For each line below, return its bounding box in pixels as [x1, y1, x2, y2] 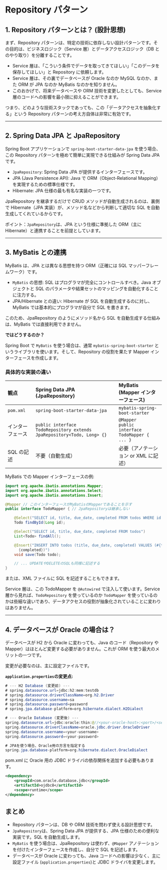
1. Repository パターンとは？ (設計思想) [5, 25, 126, 34]
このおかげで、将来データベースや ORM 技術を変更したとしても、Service [12, 88, 162, 93]
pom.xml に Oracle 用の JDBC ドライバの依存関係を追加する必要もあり [5, 757, 150, 764]
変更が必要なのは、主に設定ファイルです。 [5, 662, 92, 669]
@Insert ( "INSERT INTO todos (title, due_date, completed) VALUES [14, 542, 153, 548]
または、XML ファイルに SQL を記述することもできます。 [5, 575, 122, 581]
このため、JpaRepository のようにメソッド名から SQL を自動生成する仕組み [5, 315, 161, 321]
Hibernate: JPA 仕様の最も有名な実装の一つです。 [12, 187, 114, 193]
